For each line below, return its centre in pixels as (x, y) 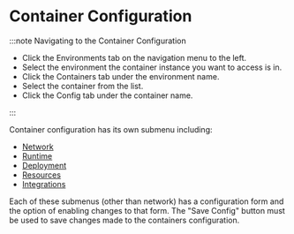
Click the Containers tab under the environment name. (121, 76)
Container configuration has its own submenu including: (111, 129)
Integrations (44, 184)
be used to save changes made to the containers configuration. (124, 220)
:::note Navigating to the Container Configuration (98, 41)
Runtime (37, 155)
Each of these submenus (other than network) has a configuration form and (147, 201)
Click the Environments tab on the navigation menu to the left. (134, 57)
